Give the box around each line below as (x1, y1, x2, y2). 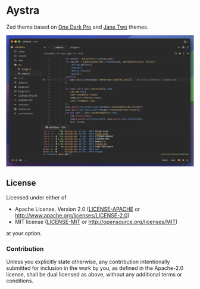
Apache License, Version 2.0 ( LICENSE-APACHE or (14, 205, 140, 213)
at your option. (6, 229, 42, 236)
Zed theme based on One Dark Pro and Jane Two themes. (6, 23, 149, 30)
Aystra (6, 4, 40, 17)
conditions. (6, 277, 34, 284)
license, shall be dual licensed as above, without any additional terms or (6, 270, 183, 278)
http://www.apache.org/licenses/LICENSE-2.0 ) (14, 211, 130, 219)
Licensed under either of (6, 193, 67, 201)
